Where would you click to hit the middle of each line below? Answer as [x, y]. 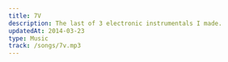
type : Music [28, 38]
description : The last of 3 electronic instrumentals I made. [115, 23]
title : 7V [25, 16]
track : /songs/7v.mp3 [45, 46]
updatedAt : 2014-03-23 [46, 31]
